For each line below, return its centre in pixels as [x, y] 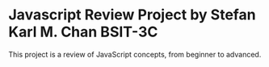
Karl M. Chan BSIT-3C [83, 32]
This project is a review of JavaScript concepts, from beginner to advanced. [135, 54]
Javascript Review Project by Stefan [132, 15]
